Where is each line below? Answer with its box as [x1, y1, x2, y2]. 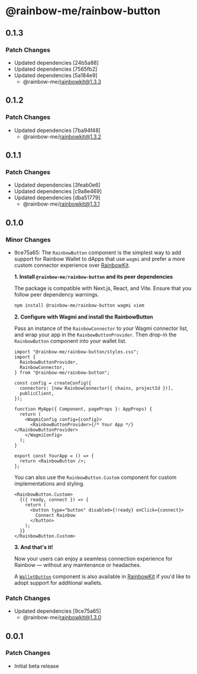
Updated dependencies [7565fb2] [14, 65, 98, 73]
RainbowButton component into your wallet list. [14, 337, 127, 344]
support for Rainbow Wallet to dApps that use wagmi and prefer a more [14, 255, 185, 262]
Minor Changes [5, 235, 51, 244]
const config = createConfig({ [14, 380, 92, 386]
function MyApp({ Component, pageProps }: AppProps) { [14, 406, 153, 412]
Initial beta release [14, 662, 59, 669]
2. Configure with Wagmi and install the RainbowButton [14, 313, 153, 320]
